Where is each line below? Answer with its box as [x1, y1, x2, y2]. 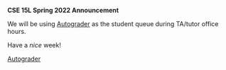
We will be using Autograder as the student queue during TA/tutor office [7, 20, 219, 28]
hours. [7, 28, 26, 35]
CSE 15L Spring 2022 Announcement [7, 6, 119, 14]
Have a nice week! [7, 41, 62, 49]
